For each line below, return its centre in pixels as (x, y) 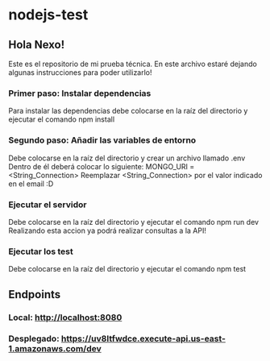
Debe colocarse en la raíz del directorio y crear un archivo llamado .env (127, 158)
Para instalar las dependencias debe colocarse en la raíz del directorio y (128, 111)
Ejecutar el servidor (48, 205)
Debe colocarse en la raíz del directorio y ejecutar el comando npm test (127, 269)
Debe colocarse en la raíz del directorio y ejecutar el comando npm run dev (134, 222)
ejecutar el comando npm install (62, 119)
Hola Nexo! (37, 45)
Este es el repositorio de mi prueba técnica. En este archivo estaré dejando (133, 64)
